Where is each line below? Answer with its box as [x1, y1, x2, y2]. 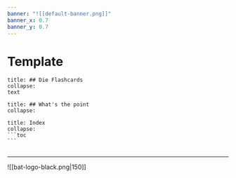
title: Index [7, 120, 46, 127]
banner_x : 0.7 [7, 17, 49, 24]
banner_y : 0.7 [7, 23, 49, 30]
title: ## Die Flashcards [7, 76, 83, 84]
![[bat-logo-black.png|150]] [7, 163, 86, 172]
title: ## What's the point [7, 101, 90, 109]
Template [7, 53, 63, 69]
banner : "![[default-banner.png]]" [7, 10, 112, 18]
